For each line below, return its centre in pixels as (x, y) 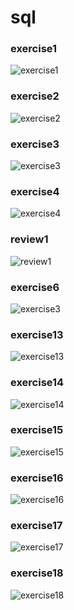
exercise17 (36, 526)
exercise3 (35, 144)
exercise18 (37, 573)
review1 (29, 239)
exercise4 (35, 191)
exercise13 (37, 334)
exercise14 (37, 383)
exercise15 (37, 430)
